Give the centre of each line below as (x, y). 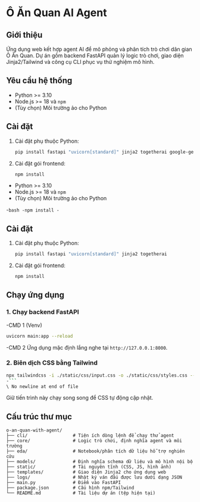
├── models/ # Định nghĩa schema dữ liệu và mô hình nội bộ (100, 462)
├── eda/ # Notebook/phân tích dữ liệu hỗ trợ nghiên (96, 451)
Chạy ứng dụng (35, 295)
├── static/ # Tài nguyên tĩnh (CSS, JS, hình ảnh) (89, 467)
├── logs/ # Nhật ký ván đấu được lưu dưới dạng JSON (94, 477)
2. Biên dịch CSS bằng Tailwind (52, 363)
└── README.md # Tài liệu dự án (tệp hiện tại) (81, 493)
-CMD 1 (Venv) (24, 325)
